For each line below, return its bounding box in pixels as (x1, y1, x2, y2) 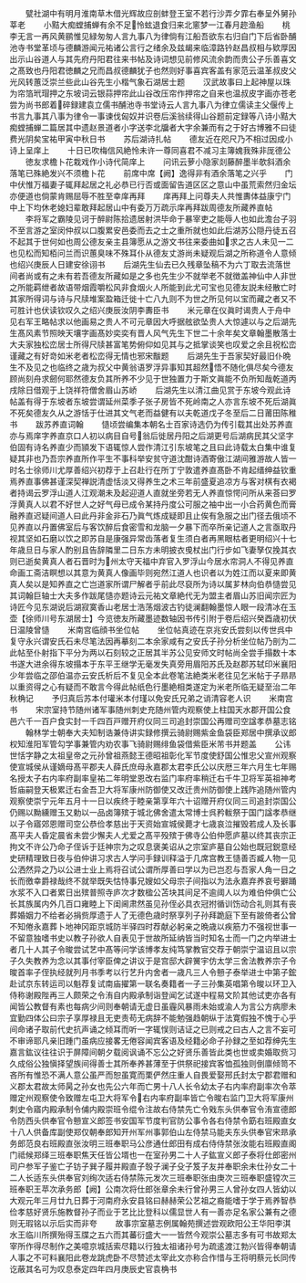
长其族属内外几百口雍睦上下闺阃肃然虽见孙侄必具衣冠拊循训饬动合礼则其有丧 (9, 899, 297, 909)
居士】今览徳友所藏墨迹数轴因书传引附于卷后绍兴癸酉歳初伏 (72, 613, 297, 624)
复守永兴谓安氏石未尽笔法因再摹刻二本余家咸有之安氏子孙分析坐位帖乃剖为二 (9, 636, 297, 647)
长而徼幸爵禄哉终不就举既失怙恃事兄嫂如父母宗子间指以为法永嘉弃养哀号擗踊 (9, 876, 297, 886)
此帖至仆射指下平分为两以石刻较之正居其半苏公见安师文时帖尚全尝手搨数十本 (9, 647, 297, 657)
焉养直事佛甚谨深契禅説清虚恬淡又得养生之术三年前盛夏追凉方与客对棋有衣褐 (9, 476, 297, 487)
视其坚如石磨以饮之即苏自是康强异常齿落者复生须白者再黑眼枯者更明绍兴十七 (9, 533, 297, 543)
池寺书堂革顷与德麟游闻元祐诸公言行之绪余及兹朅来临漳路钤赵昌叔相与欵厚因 (9, 42, 297, 53)
